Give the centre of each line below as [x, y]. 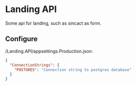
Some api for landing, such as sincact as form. [53, 23]
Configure [21, 39]
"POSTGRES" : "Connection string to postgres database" [73, 70]
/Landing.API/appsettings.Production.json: [49, 51]
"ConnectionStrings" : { [35, 65]
